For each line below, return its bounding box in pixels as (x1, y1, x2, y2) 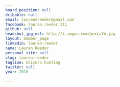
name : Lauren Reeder (5, 46, 50, 51)
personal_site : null (5, 50, 50, 55)
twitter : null (5, 64, 36, 70)
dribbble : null (5, 12, 38, 17)
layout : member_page (5, 36, 50, 41)
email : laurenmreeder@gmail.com (5, 17, 74, 22)
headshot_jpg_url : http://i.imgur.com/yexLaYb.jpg (5, 31, 115, 36)
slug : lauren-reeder (5, 55, 50, 60)
